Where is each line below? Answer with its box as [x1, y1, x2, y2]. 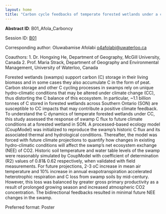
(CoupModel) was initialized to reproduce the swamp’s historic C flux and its [5, 126, 161, 132]
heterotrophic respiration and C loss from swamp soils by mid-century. [5, 174, 149, 179]
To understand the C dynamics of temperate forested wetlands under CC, [5, 110, 155, 116]
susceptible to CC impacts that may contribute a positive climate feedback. [5, 106, 158, 111]
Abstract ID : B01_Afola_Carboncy [5, 25, 73, 31]
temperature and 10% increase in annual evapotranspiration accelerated [5, 168, 152, 174]
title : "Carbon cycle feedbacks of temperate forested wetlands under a [5, 12, 158, 17]
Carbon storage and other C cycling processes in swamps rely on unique [5, 84, 154, 90]
